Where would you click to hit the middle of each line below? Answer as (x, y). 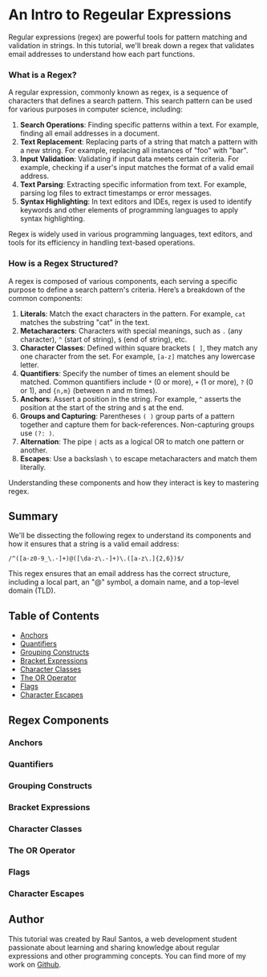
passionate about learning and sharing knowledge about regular (114, 947)
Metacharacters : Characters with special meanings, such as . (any (131, 330)
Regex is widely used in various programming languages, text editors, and (130, 234)
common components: (45, 298)
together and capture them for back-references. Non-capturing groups (137, 424)
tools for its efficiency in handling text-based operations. (102, 243)
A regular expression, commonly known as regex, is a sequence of (118, 92)
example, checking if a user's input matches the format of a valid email (137, 168)
